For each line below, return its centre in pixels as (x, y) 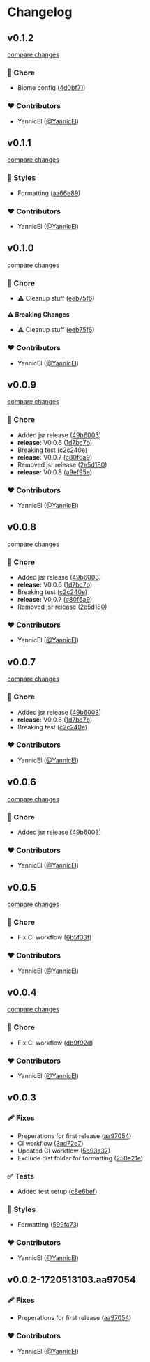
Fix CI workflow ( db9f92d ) (55, 1043)
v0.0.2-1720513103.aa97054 (72, 1280)
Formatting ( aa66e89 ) (49, 193)
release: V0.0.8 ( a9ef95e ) (55, 472)
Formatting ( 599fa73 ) (48, 1225)
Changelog (40, 12)
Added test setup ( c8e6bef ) (57, 1191)
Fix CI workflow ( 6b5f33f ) (54, 937)
